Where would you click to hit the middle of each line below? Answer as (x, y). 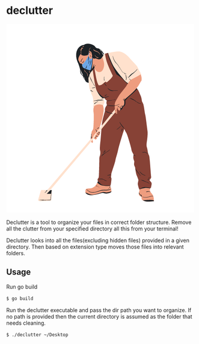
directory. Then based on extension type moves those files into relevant (95, 247)
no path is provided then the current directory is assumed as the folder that (99, 316)
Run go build (22, 287)
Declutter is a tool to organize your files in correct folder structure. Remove (99, 222)
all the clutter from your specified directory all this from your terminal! (92, 228)
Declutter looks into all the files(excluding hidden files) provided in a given (98, 240)
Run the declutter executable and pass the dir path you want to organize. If (99, 310)
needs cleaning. (26, 323)
